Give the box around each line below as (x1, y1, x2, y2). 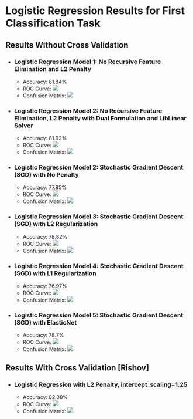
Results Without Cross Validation (5, 40, 129, 50)
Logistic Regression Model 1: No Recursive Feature (13, 58, 161, 66)
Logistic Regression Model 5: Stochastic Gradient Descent (13, 311, 184, 319)
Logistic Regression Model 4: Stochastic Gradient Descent (13, 262, 184, 270)
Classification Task (5, 16, 101, 30)
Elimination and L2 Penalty (13, 65, 92, 73)
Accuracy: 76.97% (22, 283, 68, 290)
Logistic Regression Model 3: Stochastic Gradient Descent (13, 212, 184, 221)
